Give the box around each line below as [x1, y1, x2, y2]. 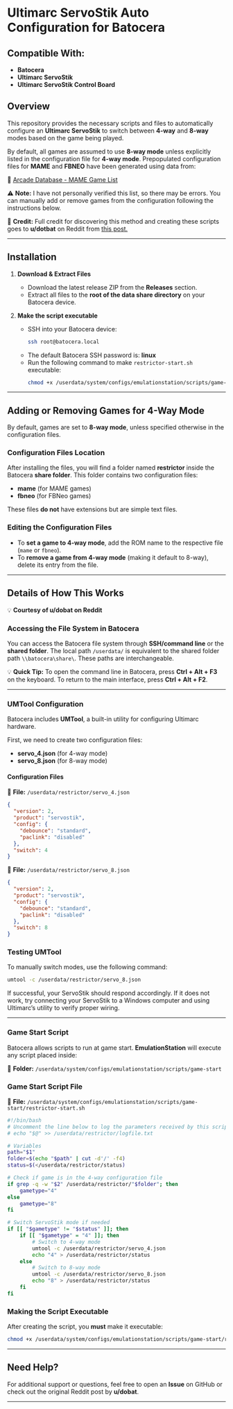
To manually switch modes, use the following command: [7, 963, 168, 971]
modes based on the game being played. [7, 133, 124, 142]
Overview [7, 101, 51, 113]
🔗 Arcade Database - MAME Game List [7, 175, 118, 183]
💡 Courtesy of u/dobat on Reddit [7, 606, 103, 614]
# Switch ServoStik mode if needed [7, 1219, 110, 1226]
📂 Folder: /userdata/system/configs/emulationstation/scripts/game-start [7, 1064, 222, 1073]
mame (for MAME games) [17, 484, 92, 493]
